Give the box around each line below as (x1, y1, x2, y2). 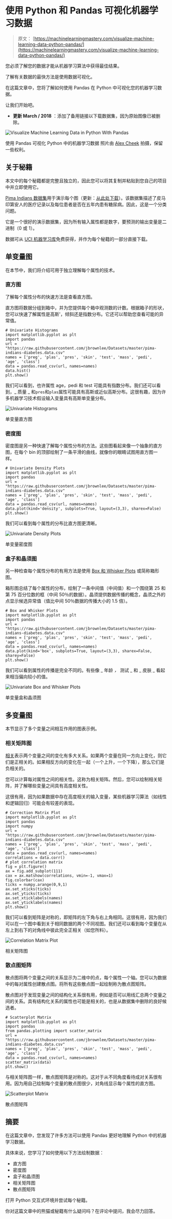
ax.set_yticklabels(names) (5, 900, 63, 905)
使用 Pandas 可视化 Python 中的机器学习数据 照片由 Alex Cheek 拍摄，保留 (5, 140, 163, 146)
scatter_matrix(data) (5, 1059, 52, 1065)
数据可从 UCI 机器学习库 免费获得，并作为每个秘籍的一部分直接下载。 (5, 236, 150, 242)
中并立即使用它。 (5, 184, 41, 190)
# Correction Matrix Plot (5, 810, 60, 815)
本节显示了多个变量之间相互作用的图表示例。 (5, 726, 100, 732)
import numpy (5, 823, 33, 829)
